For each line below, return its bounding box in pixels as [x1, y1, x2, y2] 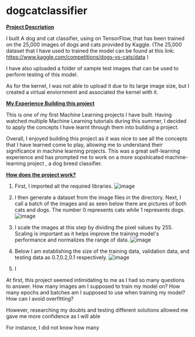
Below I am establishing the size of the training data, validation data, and [14, 247, 190, 255]
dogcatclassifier [6, 4, 88, 18]
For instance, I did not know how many [6, 324, 100, 331]
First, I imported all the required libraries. [14, 183, 113, 190]
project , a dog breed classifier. [27, 160, 102, 167]
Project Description [6, 23, 54, 30]
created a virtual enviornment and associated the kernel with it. [6, 88, 159, 95]
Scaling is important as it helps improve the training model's [14, 230, 159, 237]
